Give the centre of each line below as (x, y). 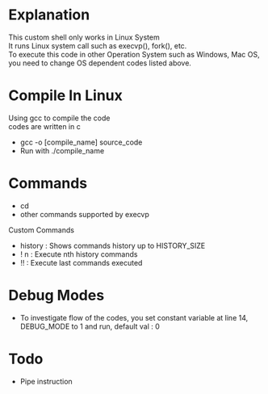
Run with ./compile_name (62, 150)
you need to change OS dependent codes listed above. (100, 63)
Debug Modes (57, 295)
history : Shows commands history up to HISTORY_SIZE (113, 245)
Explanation (49, 15)
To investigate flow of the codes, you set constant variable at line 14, (134, 317)
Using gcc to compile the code (59, 118)
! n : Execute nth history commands (79, 254)
